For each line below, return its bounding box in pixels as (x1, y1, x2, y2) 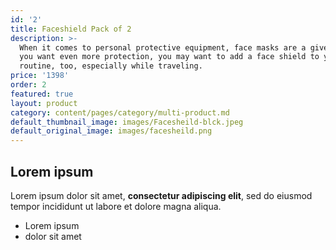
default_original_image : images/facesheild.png (10, 126, 213, 136)
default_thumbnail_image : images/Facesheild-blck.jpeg (10, 117, 244, 127)
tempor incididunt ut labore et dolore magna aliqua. (10, 200, 222, 212)
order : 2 (10, 80, 47, 90)
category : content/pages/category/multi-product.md (10, 107, 230, 118)
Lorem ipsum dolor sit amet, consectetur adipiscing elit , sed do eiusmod (10, 189, 313, 201)
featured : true (10, 89, 74, 99)
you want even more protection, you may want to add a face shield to (19, 52, 320, 62)
